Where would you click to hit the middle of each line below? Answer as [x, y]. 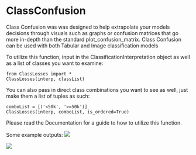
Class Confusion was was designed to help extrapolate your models [88, 27]
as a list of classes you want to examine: [55, 63]
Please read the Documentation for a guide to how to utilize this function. [94, 123]
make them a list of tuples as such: [48, 96]
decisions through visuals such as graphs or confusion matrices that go [92, 33]
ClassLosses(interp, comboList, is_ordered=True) [68, 112]
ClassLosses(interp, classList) [45, 79]
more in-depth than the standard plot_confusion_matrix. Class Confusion [94, 39]
